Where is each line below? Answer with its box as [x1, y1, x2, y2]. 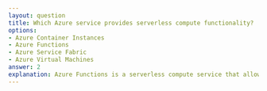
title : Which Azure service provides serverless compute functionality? [8, 19, 254, 27]
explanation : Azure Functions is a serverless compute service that [8, 70, 240, 78]
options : [8, 26, 37, 34]
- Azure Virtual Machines [8, 56, 94, 64]
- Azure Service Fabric [8, 48, 87, 56]
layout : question [8, 11, 66, 20]
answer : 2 [8, 63, 41, 71]
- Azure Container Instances [8, 33, 105, 42]
